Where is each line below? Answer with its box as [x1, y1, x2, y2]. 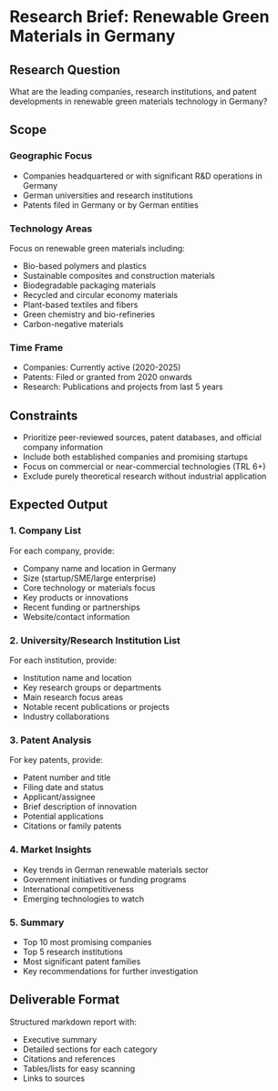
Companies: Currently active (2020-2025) [22, 362, 181, 373]
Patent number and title [22, 772, 111, 783]
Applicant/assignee [22, 791, 96, 803]
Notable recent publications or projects [22, 702, 170, 713]
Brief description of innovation [22, 801, 137, 812]
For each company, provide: [9, 545, 115, 556]
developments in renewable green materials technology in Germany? [9, 96, 268, 107]
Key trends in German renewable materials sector [22, 864, 209, 875]
